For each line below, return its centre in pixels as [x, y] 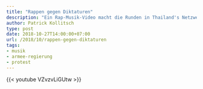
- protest [19, 62]
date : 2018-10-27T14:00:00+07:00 [48, 34]
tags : [13, 46]
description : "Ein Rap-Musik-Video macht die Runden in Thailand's [93, 17]
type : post [20, 29]
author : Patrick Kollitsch [40, 23]
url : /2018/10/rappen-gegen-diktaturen [56, 40]
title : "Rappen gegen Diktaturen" [50, 12]
